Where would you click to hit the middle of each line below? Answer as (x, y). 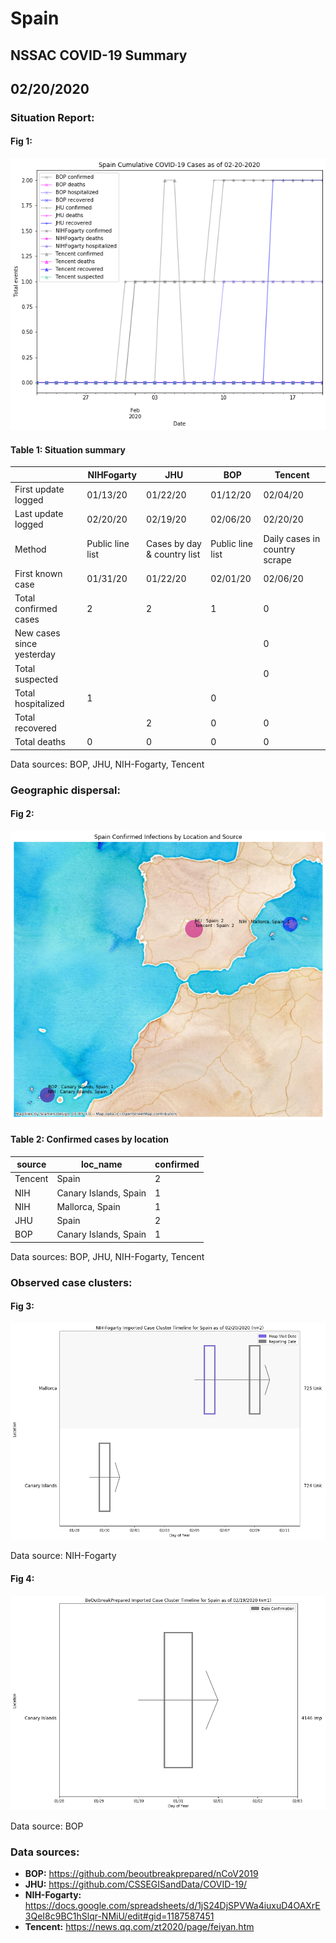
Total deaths (40, 742)
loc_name (101, 1164)
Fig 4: (22, 1578)
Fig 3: (22, 1306)
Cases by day (174, 544)
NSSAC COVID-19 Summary (99, 55)
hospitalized (39, 703)
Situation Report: (52, 117)
